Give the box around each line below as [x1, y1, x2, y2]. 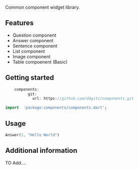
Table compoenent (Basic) [12, 59, 67, 65]
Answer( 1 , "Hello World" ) [5, 132, 59, 137]
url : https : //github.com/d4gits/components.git [32, 96, 134, 101]
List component [12, 48, 45, 54]
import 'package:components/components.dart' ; [5, 105, 107, 110]
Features [5, 19, 34, 27]
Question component [12, 32, 56, 38]
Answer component [12, 37, 54, 43]
